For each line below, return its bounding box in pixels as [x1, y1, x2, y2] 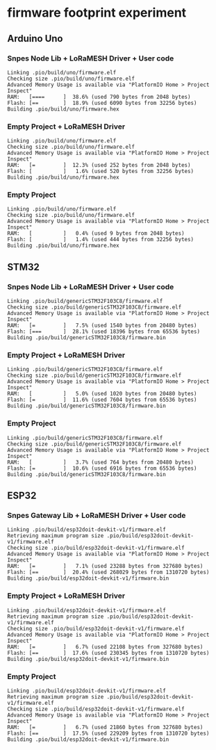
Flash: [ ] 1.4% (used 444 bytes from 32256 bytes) [7, 236, 194, 243]
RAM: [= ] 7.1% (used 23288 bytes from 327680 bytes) [7, 563, 203, 570]
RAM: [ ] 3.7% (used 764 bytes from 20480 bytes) [7, 459, 194, 466]
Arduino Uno [7, 33, 63, 44]
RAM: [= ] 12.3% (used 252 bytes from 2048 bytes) [7, 162, 191, 169]
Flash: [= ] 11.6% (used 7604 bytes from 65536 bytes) [7, 396, 197, 404]
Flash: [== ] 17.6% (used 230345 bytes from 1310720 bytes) [7, 649, 210, 656]
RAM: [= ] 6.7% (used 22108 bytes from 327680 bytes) [7, 643, 203, 651]
